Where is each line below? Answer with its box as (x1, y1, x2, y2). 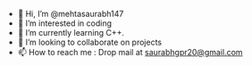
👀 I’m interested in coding (17, 18, 113, 29)
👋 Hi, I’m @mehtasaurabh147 (17, 9, 124, 19)
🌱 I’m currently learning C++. (17, 28, 125, 37)
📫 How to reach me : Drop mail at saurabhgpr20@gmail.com (17, 47, 243, 57)
